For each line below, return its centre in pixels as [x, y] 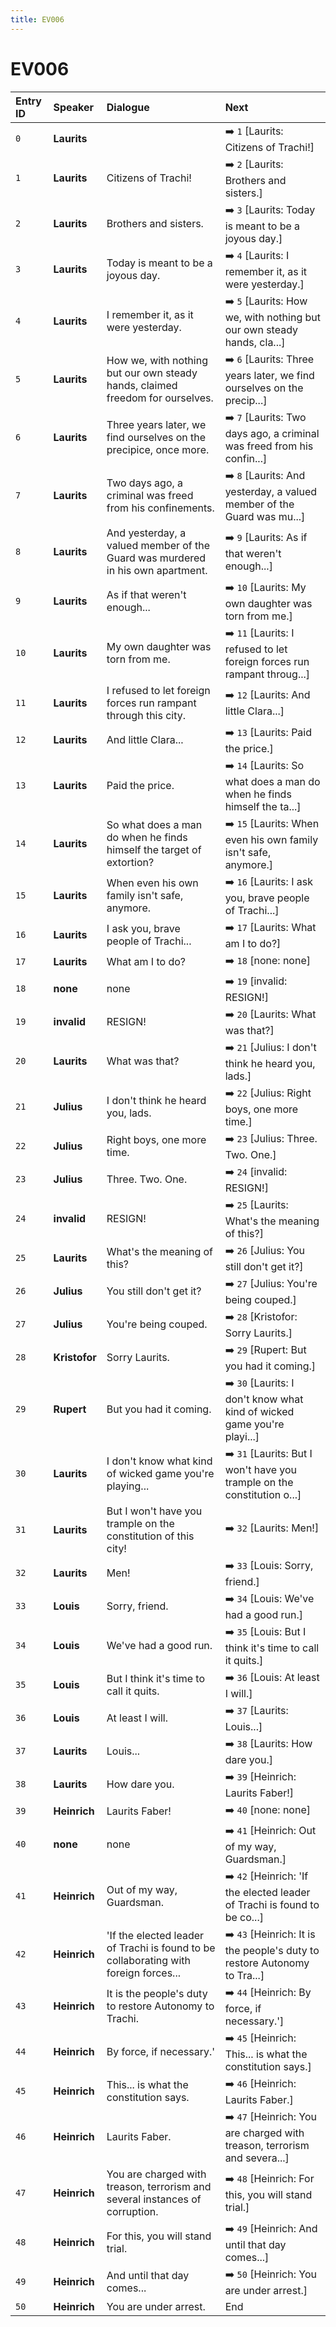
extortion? [130, 863]
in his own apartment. [157, 570]
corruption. [132, 2211]
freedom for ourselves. [160, 398]
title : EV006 [37, 19]
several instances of [154, 2199]
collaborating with [149, 1961]
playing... [128, 1486]
